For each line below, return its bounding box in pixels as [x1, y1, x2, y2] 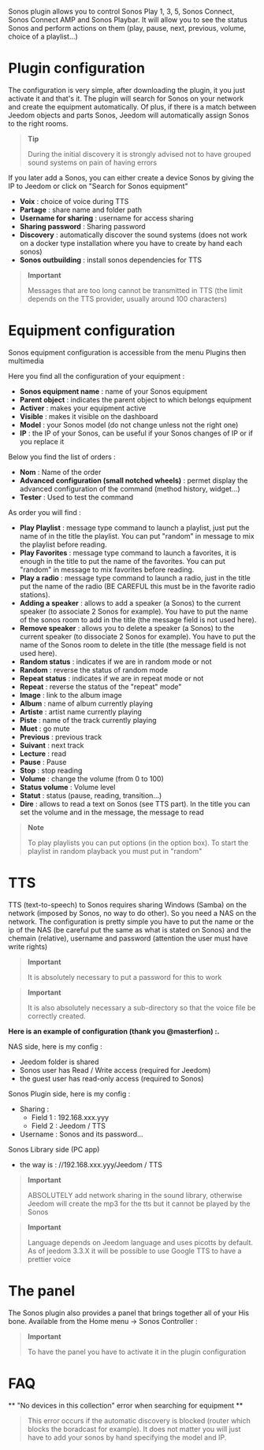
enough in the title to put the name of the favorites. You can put [19, 556, 226, 566]
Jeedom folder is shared [19, 1057, 99, 1066]
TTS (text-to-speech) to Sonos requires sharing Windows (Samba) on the [8, 899, 247, 909]
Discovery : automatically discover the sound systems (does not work [19, 230, 248, 239]
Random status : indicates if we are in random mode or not [19, 657, 212, 666]
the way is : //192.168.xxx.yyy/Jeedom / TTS [19, 1159, 163, 1169]
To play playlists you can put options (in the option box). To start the [27, 838, 249, 847]
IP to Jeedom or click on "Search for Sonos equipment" [8, 181, 188, 191]
